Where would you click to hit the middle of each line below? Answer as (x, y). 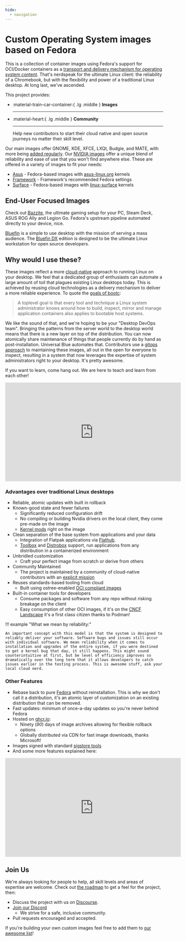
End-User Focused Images (48, 200)
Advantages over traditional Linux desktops (60, 491)
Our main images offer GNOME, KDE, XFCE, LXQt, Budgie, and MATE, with (82, 149)
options (28, 729)
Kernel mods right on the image (52, 529)
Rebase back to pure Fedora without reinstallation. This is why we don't (86, 692)
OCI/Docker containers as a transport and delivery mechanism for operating (84, 69)
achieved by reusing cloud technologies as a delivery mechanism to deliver (83, 288)
